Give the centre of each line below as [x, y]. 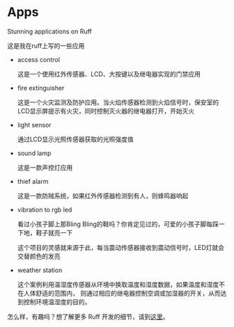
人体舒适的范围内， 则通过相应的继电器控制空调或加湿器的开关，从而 [122, 293]
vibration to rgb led [45, 209]
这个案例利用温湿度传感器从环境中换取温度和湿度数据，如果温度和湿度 [118, 284]
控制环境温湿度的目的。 [57, 302]
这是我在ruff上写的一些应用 [46, 45]
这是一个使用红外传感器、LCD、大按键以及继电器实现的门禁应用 [109, 74]
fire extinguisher [41, 88]
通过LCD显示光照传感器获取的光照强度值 [75, 139]
